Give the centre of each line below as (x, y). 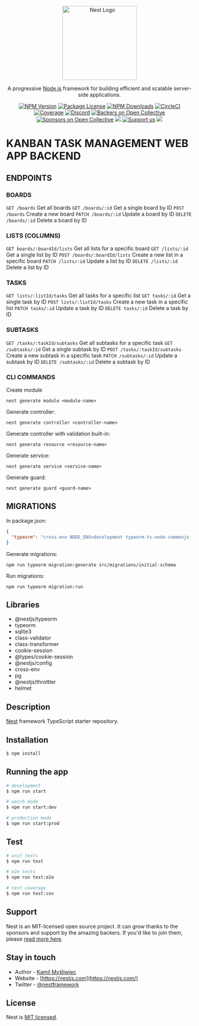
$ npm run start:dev (32, 807)
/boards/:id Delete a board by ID (46, 220)
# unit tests (22, 856)
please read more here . (35, 939)
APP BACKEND (44, 156)
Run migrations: (25, 576)
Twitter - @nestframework (47, 985)
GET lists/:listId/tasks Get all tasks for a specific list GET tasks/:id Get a (99, 296)
